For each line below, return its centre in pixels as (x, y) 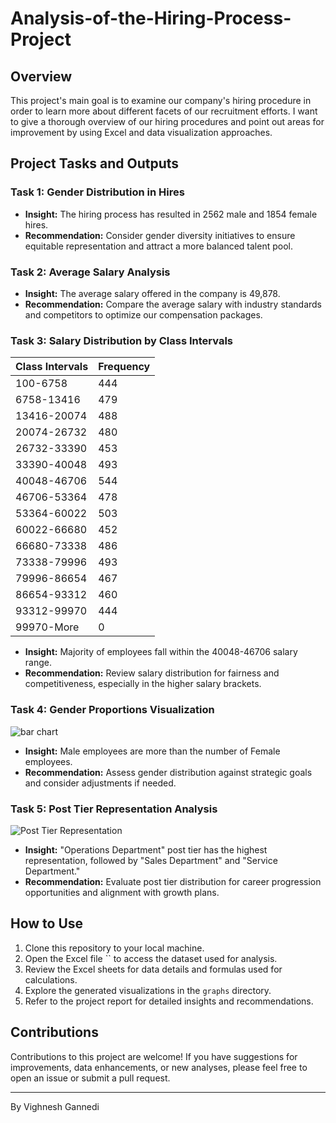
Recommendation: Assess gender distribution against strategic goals (168, 772)
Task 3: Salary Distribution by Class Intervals (121, 340)
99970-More (47, 627)
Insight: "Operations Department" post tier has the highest (146, 849)
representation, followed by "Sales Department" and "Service (151, 860)
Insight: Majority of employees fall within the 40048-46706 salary (161, 652)
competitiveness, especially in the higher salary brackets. (143, 684)
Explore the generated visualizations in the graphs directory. (148, 990)
